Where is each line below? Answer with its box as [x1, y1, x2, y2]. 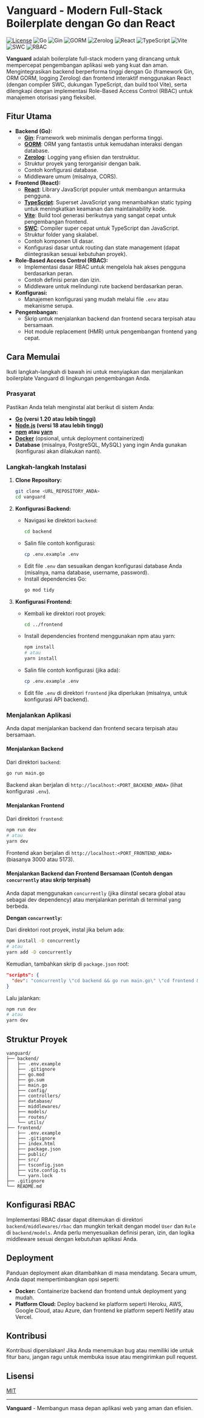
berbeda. [6, 902, 29, 910]
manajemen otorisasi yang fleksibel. [6, 94, 97, 101]
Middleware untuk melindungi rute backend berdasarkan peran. [24, 282, 183, 289]
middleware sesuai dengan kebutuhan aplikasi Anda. [6, 1235, 138, 1242]
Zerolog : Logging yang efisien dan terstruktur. [24, 153, 140, 161]
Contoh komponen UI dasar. [24, 237, 95, 244]
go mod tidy [24, 587, 55, 593]
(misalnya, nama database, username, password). [24, 569, 149, 576]
